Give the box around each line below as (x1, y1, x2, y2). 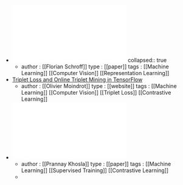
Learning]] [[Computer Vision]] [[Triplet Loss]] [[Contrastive (21, 89, 171, 96)
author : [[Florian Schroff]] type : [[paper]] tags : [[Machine (21, 63, 169, 70)
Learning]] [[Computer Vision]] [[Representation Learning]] (21, 70, 170, 76)
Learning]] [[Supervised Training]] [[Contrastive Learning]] (21, 167, 169, 174)
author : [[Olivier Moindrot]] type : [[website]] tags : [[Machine (21, 82, 178, 90)
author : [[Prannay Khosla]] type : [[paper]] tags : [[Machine (21, 161, 171, 167)
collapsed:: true (127, 57, 167, 63)
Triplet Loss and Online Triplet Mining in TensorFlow (12, 76, 143, 83)
